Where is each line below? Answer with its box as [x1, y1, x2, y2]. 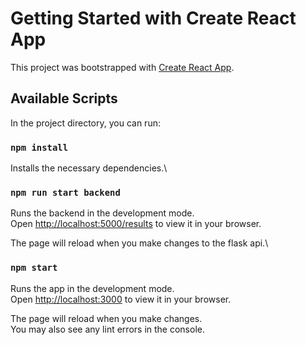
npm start [10, 262, 58, 274]
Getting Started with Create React [10, 7, 297, 30]
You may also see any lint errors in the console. [10, 323, 205, 335]
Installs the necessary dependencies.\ [10, 162, 168, 174]
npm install [10, 142, 69, 153]
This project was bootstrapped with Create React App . [10, 61, 235, 73]
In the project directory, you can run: [10, 117, 161, 129]
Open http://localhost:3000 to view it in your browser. [10, 293, 232, 305]
